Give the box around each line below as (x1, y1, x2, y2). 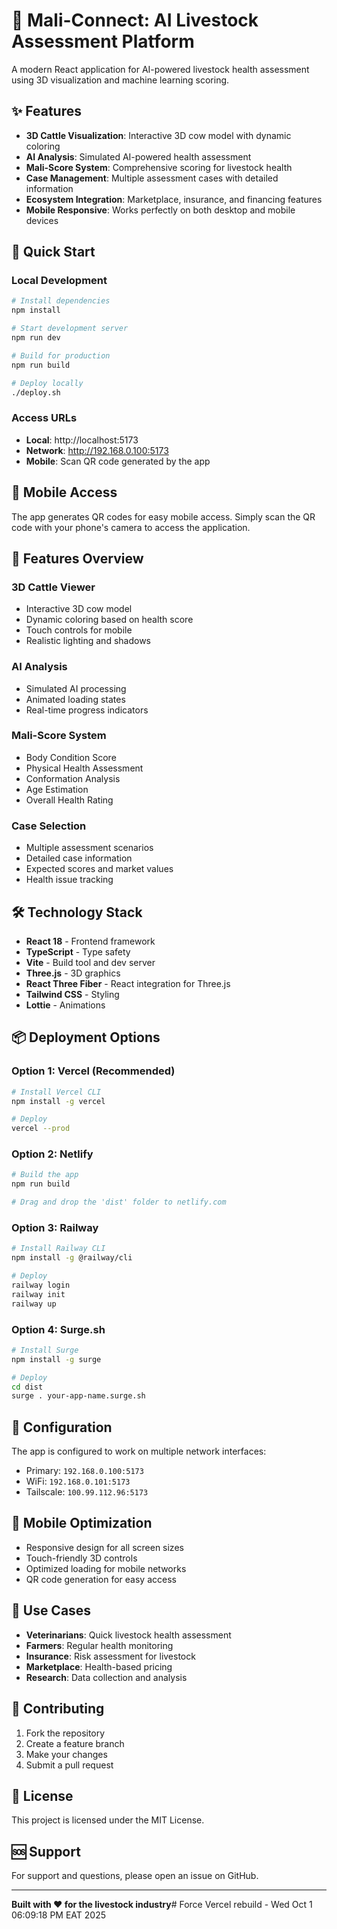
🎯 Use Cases (11, 1602, 92, 1619)
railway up (11, 1299, 57, 1309)
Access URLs (11, 411, 78, 425)
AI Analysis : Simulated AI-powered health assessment (25, 150, 252, 163)
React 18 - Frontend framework (25, 935, 156, 947)
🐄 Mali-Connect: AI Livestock (11, 9, 259, 32)
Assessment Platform (11, 30, 195, 53)
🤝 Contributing (11, 1700, 105, 1718)
